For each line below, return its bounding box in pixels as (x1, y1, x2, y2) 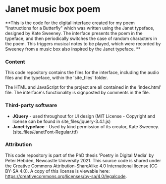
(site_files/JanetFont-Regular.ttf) (12, 129, 78, 135)
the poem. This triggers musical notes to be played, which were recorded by (5, 40, 161, 46)
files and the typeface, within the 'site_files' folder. (5, 75, 108, 81)
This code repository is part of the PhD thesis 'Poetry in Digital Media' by (5, 152, 154, 158)
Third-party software (5, 102, 57, 109)
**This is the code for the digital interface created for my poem (5, 20, 135, 26)
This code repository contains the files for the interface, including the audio (5, 70, 160, 75)
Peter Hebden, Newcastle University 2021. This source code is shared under (5, 157, 162, 163)
